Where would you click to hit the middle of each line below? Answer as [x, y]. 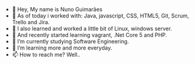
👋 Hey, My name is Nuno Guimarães [57, 9]
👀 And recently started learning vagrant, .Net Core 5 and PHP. [89, 35]
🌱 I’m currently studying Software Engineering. [70, 41]
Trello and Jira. [31, 22]
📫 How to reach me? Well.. [46, 55]
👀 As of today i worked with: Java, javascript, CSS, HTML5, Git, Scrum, [101, 16]
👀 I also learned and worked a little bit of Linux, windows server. [92, 28]
